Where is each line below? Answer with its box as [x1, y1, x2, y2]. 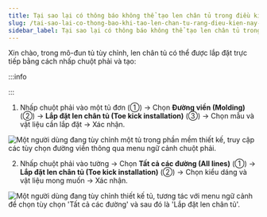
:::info [8, 72, 27, 82]
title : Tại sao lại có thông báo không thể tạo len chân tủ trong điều [8, 11, 250, 20]
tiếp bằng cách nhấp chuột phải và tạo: [8, 56, 137, 66]
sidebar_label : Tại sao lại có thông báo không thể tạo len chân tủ [8, 26, 240, 34]
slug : [8, 19, 26, 27]
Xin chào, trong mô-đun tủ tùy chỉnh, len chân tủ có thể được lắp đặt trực [8, 48, 248, 58]
